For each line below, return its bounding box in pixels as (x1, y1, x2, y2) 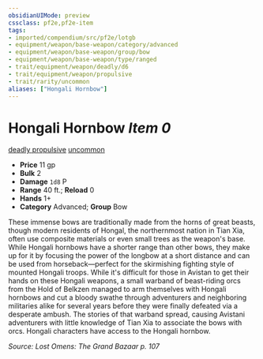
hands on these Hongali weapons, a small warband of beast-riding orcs (8, 276, 241, 286)
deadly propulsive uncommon (8, 145, 105, 155)
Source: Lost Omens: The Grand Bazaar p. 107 (8, 342, 160, 351)
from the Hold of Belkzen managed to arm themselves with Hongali (8, 285, 227, 294)
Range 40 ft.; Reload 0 (19, 185, 95, 195)
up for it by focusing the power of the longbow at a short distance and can (8, 251, 250, 260)
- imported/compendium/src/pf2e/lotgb (8, 33, 136, 42)
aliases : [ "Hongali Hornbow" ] (8, 84, 108, 93)
